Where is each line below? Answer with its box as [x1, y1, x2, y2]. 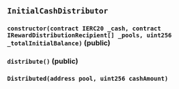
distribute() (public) [7, 56, 79, 66]
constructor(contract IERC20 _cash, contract [7, 24, 162, 33]
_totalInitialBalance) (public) [7, 38, 111, 48]
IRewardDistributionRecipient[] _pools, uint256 [7, 31, 172, 39]
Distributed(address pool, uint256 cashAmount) [7, 75, 169, 83]
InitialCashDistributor [7, 6, 109, 16]
